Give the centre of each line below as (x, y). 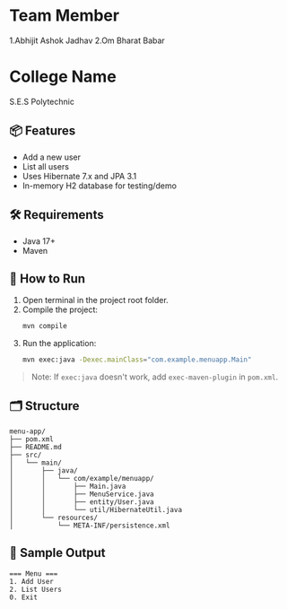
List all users (46, 166)
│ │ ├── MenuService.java (82, 494)
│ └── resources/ (54, 518)
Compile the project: (60, 309)
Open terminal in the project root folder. (95, 300)
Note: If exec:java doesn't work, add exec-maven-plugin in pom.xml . (155, 377)
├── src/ (26, 455)
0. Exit (24, 597)
